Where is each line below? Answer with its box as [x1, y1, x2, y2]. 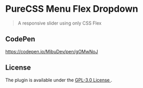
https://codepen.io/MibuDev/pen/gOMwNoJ [5, 48, 98, 54]
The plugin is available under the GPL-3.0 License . [5, 77, 112, 83]
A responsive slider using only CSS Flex [17, 20, 102, 26]
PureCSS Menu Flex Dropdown [5, 3, 138, 15]
